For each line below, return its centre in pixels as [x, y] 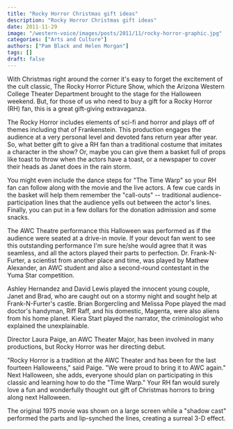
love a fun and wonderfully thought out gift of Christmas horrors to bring [111, 390]
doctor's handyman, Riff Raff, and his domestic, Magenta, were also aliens [114, 310]
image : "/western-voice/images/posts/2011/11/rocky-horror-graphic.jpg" [115, 33]
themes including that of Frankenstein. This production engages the [104, 129]
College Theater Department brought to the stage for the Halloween [104, 93]
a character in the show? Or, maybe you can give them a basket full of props [116, 151]
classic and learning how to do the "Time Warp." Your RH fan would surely [114, 382]
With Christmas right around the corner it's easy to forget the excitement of [115, 79]
